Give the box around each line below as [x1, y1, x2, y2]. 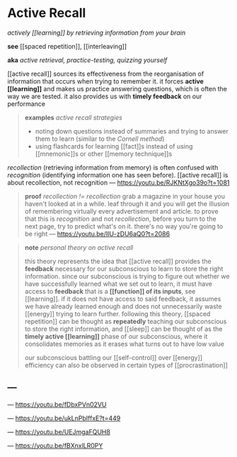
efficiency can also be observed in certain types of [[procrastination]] [24, 361, 228, 369]
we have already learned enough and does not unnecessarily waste [24, 302, 222, 311]
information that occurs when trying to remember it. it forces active [7, 76, 204, 86]
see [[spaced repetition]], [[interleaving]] [7, 42, 127, 50]
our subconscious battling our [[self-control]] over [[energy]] [24, 353, 203, 361]
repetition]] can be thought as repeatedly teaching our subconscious [24, 317, 227, 325]
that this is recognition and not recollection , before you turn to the [24, 214, 217, 223]
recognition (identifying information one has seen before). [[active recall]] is [7, 170, 229, 179]
